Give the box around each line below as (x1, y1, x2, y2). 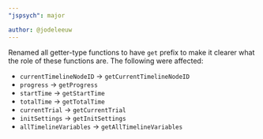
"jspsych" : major (8, 11, 66, 20)
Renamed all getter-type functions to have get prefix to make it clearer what (8, 47, 255, 57)
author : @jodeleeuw (8, 25, 73, 34)
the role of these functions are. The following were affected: (8, 56, 204, 66)
